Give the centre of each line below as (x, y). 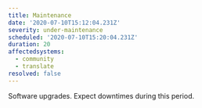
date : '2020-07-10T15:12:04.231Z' (65, 23)
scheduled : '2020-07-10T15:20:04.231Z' (73, 37)
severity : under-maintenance (56, 30)
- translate (35, 67)
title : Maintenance (40, 15)
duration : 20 (29, 45)
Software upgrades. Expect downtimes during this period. (101, 95)
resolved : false (34, 74)
